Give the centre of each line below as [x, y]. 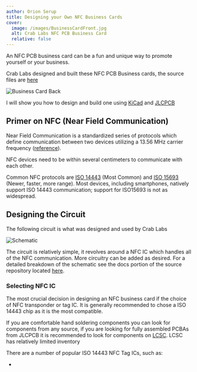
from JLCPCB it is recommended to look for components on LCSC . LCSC [94, 335]
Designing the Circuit [46, 215]
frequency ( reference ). [34, 148]
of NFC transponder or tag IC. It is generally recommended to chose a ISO [96, 305]
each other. [20, 165]
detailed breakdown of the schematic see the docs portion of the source [94, 264]
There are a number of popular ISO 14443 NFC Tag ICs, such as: [85, 353]
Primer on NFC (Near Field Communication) [88, 121]
